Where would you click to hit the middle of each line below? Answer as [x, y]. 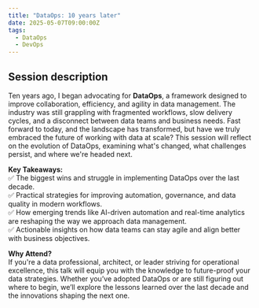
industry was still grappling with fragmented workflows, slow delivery [120, 112]
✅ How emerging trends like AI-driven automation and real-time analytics [127, 212]
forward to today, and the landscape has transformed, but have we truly [124, 129]
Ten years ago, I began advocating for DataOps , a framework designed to [128, 95]
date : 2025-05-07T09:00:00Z [54, 23]
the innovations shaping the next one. [69, 295]
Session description [58, 77]
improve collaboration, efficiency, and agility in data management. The [122, 104]
